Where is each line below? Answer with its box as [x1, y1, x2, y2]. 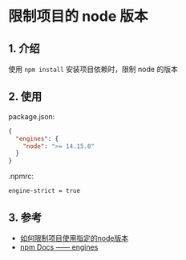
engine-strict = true [8, 187, 81, 195]
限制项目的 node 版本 [8, 7, 148, 26]
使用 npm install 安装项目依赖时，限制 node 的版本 [8, 65, 178, 74]
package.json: [8, 111, 55, 121]
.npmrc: [8, 171, 34, 181]
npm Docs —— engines [19, 242, 99, 252]
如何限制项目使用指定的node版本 [19, 234, 129, 242]
